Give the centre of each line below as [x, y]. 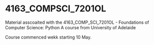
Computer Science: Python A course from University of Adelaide [71, 27]
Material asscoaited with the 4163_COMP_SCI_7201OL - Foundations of [77, 22]
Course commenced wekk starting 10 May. [48, 37]
